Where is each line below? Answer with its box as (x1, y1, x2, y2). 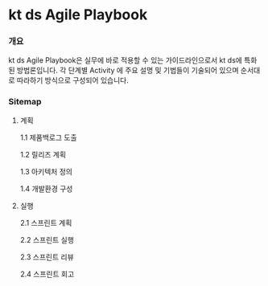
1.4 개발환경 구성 (19, 183, 73, 194)
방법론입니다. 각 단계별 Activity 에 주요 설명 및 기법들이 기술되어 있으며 (16, 66, 239, 76)
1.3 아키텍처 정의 (19, 166, 72, 176)
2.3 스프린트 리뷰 (19, 251, 74, 262)
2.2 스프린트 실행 (19, 235, 75, 244)
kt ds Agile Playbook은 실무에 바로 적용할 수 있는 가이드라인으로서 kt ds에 (8, 55, 243, 65)
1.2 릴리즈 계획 (19, 149, 67, 159)
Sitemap (8, 96, 42, 108)
